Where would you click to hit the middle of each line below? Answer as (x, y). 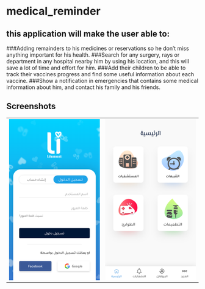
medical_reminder (53, 11)
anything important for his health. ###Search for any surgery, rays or (93, 55)
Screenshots (31, 106)
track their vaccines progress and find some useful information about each (100, 74)
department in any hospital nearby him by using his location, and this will (98, 61)
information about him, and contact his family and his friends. (83, 87)
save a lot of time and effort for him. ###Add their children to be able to (96, 68)
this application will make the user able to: (88, 34)
